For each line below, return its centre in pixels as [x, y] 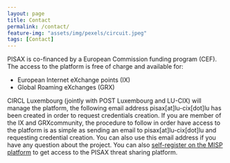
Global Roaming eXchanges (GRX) [66, 87]
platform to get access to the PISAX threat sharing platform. [92, 153]
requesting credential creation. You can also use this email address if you [112, 138]
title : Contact [29, 20]
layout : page [26, 14]
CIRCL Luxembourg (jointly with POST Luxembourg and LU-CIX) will [105, 101]
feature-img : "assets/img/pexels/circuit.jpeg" [77, 33]
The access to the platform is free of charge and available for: [95, 67]
